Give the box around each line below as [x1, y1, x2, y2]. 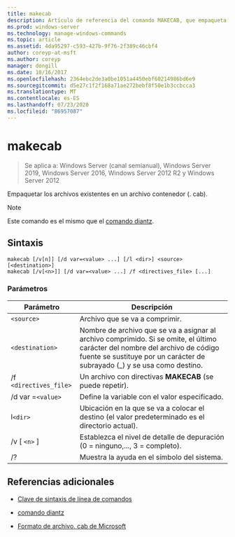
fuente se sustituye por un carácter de [79, 351, 206, 361]
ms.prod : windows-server [7, 23, 80, 30]
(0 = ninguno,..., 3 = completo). [79, 440, 182, 450]
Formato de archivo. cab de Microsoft [17, 522, 127, 530]
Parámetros [7, 284, 48, 294]
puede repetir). [79, 380, 129, 390]
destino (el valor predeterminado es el [79, 412, 205, 421]
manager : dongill [7, 62, 58, 69]
